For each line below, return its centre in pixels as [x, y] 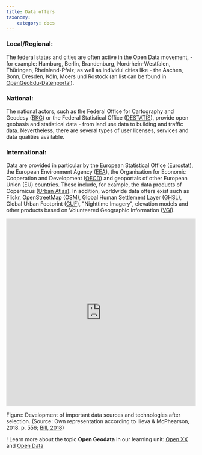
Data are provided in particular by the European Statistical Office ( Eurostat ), [100, 165]
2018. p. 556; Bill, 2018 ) [35, 428]
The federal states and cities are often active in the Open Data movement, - [99, 57]
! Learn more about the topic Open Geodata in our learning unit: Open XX [97, 439]
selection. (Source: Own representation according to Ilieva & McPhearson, [98, 421]
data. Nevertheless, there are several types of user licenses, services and [97, 130]
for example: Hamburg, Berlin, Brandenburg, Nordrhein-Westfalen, [88, 63]
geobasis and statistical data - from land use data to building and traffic [95, 124]
